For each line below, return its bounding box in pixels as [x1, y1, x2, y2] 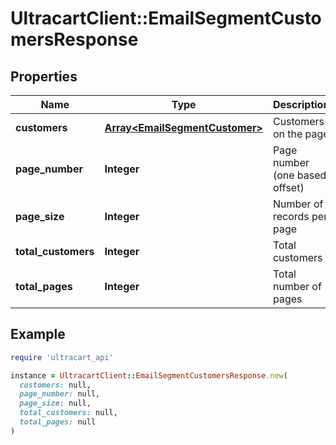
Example [10, 326, 66, 343]
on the [272, 127, 303, 141]
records [272, 210, 310, 223]
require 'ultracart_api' [10, 352, 114, 362]
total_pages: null [19, 417, 97, 427]
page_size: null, [19, 398, 92, 409]
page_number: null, [19, 389, 101, 399]
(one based [272, 168, 327, 182]
